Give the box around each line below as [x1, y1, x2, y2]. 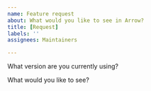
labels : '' [7, 30, 40, 37]
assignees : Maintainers [7, 37, 78, 44]
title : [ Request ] [7, 23, 59, 30]
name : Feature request [7, 10, 74, 18]
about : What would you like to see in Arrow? [7, 17, 144, 24]
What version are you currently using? [7, 62, 119, 71]
